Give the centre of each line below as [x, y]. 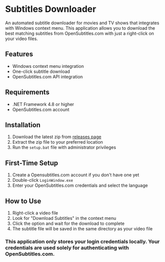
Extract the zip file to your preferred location [57, 142]
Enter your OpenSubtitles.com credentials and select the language [80, 185]
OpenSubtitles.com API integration [48, 77]
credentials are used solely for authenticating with [67, 248]
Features [19, 54]
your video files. [22, 39]
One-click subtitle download [41, 71]
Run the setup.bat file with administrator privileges [64, 148]
